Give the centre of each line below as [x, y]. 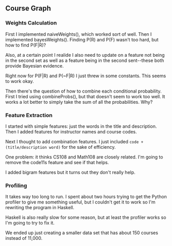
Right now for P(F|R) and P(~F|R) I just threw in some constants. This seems [86, 76]
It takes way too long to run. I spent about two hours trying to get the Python [86, 197]
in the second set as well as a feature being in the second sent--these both [85, 60]
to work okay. [20, 81]
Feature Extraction [29, 115]
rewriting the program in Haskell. [40, 208]
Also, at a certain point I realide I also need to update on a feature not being [85, 55]
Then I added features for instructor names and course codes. [71, 131]
